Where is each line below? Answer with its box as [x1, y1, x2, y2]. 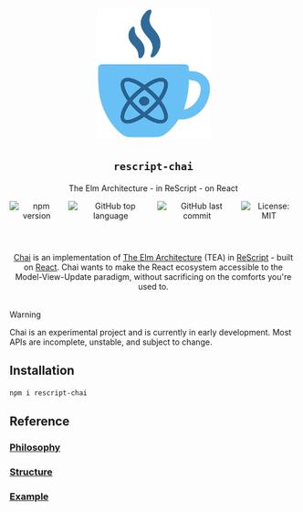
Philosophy [9, 441, 61, 453]
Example [9, 490, 49, 503]
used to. [138, 281, 169, 292]
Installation [9, 363, 75, 379]
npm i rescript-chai [9, 389, 89, 398]
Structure [9, 465, 53, 478]
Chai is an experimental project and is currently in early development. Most [9, 326, 292, 337]
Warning [9, 309, 41, 320]
